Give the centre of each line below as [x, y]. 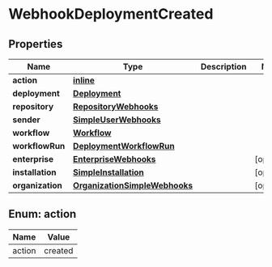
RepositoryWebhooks [115, 106]
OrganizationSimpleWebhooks [132, 185]
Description [223, 67]
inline [84, 80]
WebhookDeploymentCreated [111, 14]
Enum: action [42, 214]
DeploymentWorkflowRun [124, 146]
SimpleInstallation [108, 172]
